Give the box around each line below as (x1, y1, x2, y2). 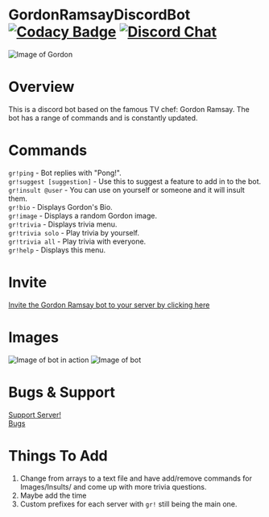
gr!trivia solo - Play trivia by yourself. (8, 227, 139, 237)
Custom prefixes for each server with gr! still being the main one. (19, 498, 238, 509)
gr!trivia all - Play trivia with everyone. (8, 236, 147, 246)
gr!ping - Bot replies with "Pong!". (8, 168, 122, 177)
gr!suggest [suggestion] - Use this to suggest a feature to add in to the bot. (8, 176, 262, 186)
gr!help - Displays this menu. (8, 244, 106, 255)
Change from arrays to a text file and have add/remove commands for (19, 473, 252, 483)
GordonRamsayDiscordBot (8, 6, 191, 24)
